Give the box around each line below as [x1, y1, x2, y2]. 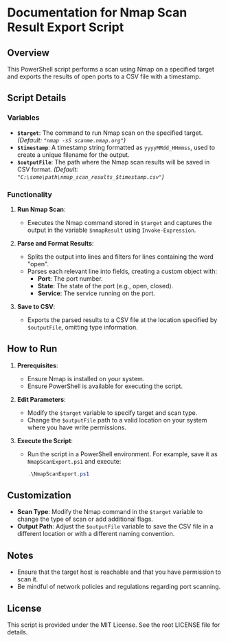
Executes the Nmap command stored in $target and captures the [27, 218, 212, 226]
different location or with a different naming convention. [16, 530, 175, 538]
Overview [7, 47, 50, 58]
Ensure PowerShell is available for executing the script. [27, 382, 183, 390]
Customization [7, 490, 72, 502]
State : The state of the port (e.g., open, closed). [37, 281, 174, 290]
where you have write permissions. [27, 423, 127, 431]
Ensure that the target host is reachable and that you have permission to [16, 568, 222, 576]
